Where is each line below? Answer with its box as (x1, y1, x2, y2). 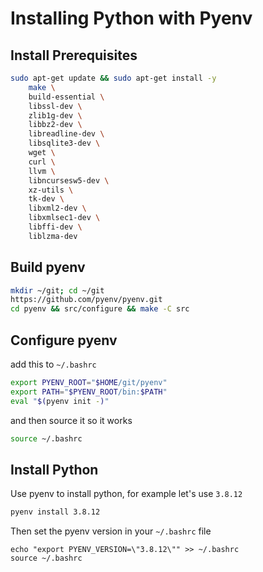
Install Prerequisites (10, 47, 138, 64)
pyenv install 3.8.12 (10, 507, 101, 517)
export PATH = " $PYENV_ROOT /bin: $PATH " (10, 387, 168, 397)
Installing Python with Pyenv (10, 7, 253, 30)
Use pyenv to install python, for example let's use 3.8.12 (10, 488, 243, 500)
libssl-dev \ (28, 101, 83, 111)
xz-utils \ (28, 185, 74, 195)
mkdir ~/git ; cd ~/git (10, 285, 105, 296)
